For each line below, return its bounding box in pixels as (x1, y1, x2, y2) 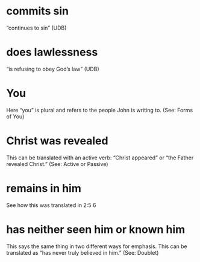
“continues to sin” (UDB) (6, 24, 67, 31)
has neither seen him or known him (6, 222, 186, 236)
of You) (6, 113, 25, 120)
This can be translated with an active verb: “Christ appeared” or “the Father (6, 154, 194, 161)
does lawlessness (6, 45, 98, 59)
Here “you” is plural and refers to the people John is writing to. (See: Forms (6, 106, 193, 113)
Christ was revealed (6, 134, 108, 147)
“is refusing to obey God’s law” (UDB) (6, 65, 99, 72)
